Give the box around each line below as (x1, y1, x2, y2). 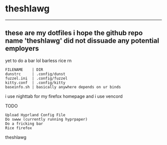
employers (5, 44, 39, 53)
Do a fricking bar (5, 121, 43, 126)
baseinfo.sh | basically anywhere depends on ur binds (5, 84, 121, 89)
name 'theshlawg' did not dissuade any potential (5, 37, 160, 45)
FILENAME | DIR (5, 67, 43, 72)
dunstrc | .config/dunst (5, 72, 66, 76)
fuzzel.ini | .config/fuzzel (5, 75, 68, 81)
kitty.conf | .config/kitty (5, 80, 66, 85)
